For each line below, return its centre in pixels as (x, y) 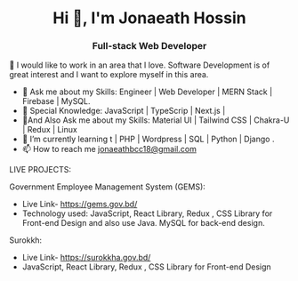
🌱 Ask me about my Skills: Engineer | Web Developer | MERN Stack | (147, 92)
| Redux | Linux (49, 130)
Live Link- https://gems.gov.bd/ (80, 205)
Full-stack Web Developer (149, 46)
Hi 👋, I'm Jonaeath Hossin (149, 18)
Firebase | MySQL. (56, 101)
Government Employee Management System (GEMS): (108, 187)
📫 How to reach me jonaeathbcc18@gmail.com (109, 149)
